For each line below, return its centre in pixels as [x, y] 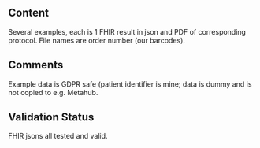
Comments [36, 65]
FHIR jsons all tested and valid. [58, 136]
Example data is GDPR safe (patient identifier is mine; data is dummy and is [130, 84]
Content [29, 13]
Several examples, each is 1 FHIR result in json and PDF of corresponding [127, 31]
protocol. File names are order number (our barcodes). [97, 40]
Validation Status [51, 117]
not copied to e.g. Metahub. [53, 92]
